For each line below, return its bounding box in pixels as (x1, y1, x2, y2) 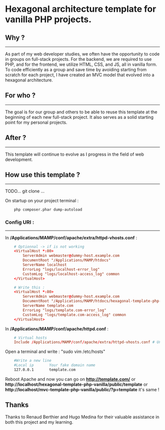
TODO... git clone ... (5, 188, 45, 194)
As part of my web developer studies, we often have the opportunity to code (5, 51, 160, 57)
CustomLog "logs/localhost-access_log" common (23, 271, 120, 276)
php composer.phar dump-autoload (14, 207, 82, 212)
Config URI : (5, 219, 34, 226)
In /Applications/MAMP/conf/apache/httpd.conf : (5, 325, 109, 332)
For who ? (5, 91, 36, 100)
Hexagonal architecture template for (5, 3, 156, 15)
